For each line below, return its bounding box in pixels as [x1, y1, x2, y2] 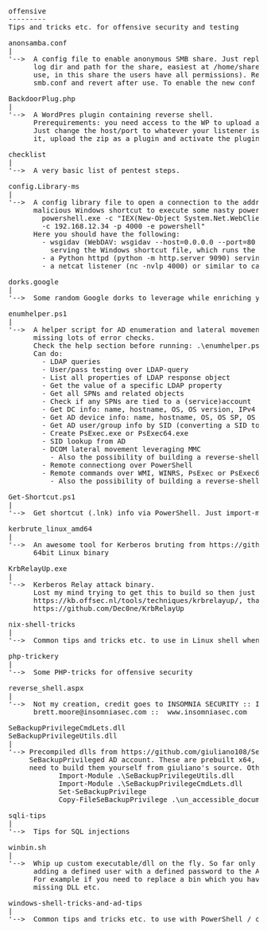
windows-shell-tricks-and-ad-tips [8, 899, 143, 907]
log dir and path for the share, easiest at [33, 63, 210, 71]
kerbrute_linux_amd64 [8, 525, 93, 533]
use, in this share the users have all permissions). [33, 71, 248, 79]
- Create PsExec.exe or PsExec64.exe [41, 429, 189, 437]
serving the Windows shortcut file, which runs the [50, 246, 256, 254]
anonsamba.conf [8, 39, 68, 47]
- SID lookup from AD [41, 437, 126, 445]
